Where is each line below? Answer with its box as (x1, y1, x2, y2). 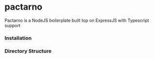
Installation (4, 34, 32, 41)
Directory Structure (4, 47, 52, 54)
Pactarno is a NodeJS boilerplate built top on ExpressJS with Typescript (4, 17, 149, 23)
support (4, 22, 20, 28)
